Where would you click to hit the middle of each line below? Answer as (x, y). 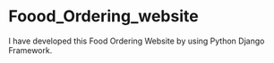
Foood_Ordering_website (103, 16)
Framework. (30, 50)
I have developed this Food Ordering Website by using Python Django (137, 41)
